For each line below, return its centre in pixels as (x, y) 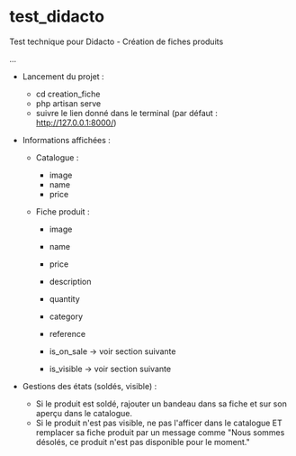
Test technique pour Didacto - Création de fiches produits (117, 41)
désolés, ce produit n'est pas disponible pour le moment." (143, 442)
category (66, 316)
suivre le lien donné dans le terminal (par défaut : (126, 113)
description (70, 281)
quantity (65, 298)
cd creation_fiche (68, 94)
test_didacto (57, 17)
